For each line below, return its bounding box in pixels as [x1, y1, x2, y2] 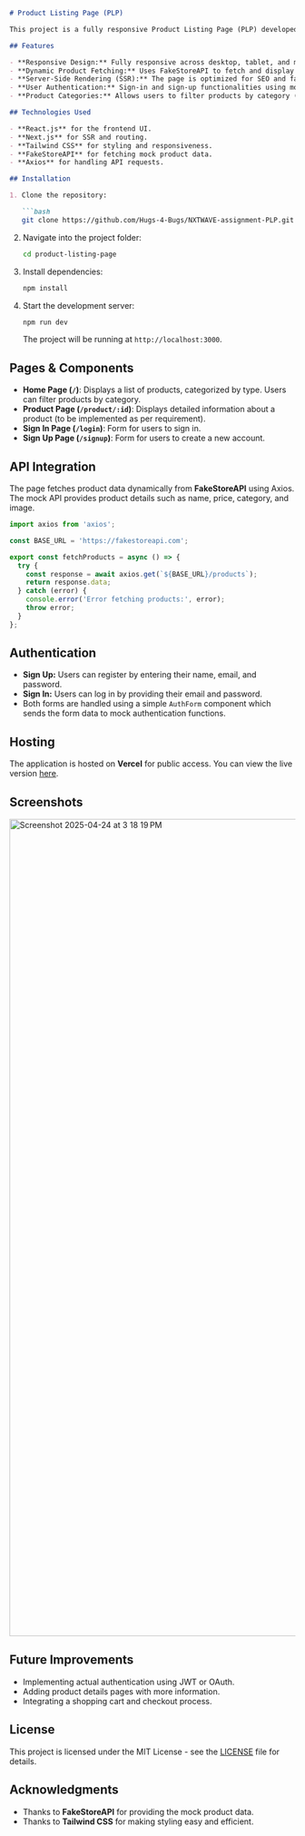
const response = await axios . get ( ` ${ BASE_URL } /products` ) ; [25, 569, 258, 578]
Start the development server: [22, 300, 135, 311]
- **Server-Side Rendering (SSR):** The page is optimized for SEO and [9, 74, 286, 84]
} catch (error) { [17, 587, 88, 596]
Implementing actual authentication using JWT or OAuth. [22, 1676, 235, 1687]
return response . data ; [25, 577, 112, 587]
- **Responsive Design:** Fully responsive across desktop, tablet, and [9, 57, 290, 67]
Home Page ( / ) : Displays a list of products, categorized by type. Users [22, 384, 287, 395]
